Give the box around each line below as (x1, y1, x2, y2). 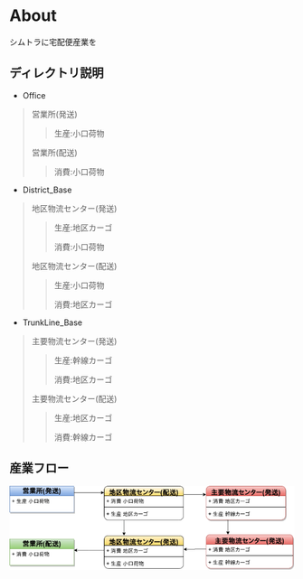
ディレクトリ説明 (9, 65, 104, 81)
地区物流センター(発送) (31, 202, 118, 213)
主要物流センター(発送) (31, 335, 118, 346)
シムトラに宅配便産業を (9, 36, 97, 47)
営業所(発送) (31, 108, 79, 119)
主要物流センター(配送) (31, 393, 118, 404)
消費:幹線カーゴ (53, 431, 113, 443)
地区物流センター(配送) (31, 260, 118, 271)
